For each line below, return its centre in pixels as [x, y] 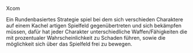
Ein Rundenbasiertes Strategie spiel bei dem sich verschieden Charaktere [94, 19]
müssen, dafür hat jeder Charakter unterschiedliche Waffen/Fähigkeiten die [97, 32]
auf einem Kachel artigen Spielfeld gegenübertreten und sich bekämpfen [94, 26]
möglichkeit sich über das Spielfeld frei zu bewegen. [69, 44]
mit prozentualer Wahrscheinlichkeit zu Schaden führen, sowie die [86, 38]
